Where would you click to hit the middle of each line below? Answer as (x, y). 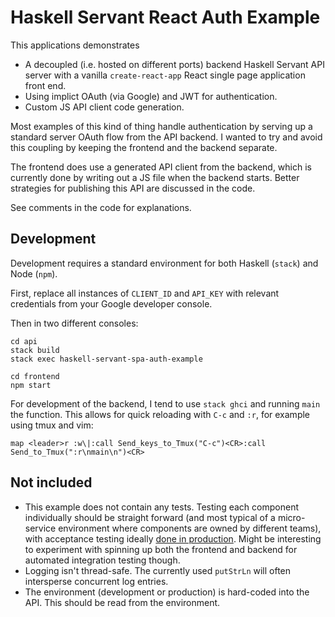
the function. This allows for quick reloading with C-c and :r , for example (160, 414)
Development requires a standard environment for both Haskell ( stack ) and (164, 263)
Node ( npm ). (34, 273)
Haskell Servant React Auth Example (165, 17)
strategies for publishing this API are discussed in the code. (133, 188)
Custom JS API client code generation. (104, 107)
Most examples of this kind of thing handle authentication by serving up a (161, 126)
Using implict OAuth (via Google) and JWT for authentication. (151, 96)
